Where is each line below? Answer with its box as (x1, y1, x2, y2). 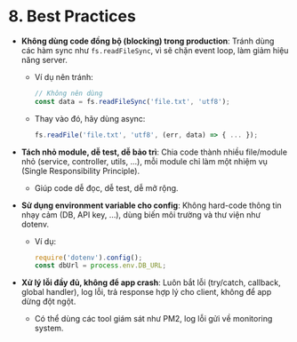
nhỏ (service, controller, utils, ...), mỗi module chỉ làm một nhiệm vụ (20, 155, 269, 166)
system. (34, 322, 64, 334)
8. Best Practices (8, 6, 137, 27)
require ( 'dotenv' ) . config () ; (34, 253, 143, 262)
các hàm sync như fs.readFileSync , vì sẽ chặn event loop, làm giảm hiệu (20, 44, 289, 55)
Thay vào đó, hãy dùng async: (34, 113, 146, 123)
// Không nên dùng (34, 89, 103, 98)
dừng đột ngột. (20, 296, 76, 307)
